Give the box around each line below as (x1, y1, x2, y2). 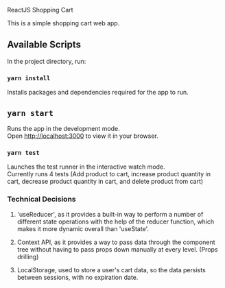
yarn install (7, 74, 51, 82)
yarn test (7, 149, 40, 156)
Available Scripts (7, 39, 81, 51)
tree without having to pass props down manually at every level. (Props (16, 245, 218, 253)
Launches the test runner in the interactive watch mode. (7, 163, 166, 171)
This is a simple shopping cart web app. (7, 19, 120, 27)
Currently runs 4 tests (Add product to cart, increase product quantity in (7, 170, 211, 178)
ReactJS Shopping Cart (7, 6, 73, 14)
